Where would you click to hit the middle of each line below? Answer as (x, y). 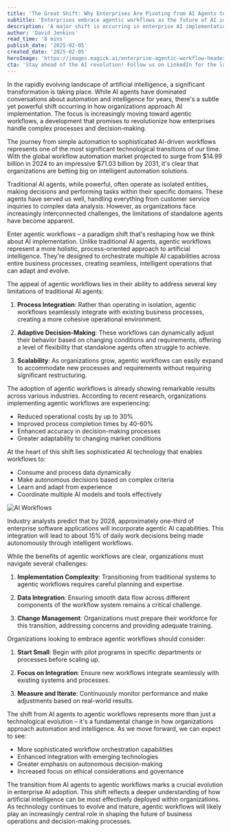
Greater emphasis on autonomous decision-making (90, 764)
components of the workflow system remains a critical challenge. (110, 605)
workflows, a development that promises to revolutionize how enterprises (111, 120)
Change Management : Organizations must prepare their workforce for (117, 618)
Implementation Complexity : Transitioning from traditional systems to (117, 577)
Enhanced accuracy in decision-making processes (89, 431)
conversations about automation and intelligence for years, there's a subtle (113, 99)
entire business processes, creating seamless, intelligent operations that (110, 263)
